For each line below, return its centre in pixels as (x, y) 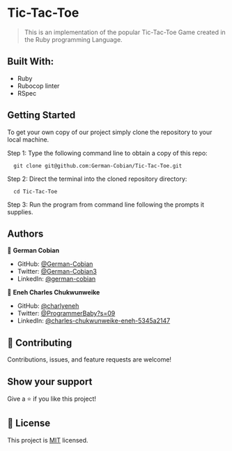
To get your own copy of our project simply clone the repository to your (110, 132)
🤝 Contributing (40, 342)
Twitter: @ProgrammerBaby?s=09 (66, 313)
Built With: (31, 62)
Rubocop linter (38, 86)
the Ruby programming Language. (74, 39)
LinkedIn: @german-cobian (56, 279)
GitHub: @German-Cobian (55, 264)
